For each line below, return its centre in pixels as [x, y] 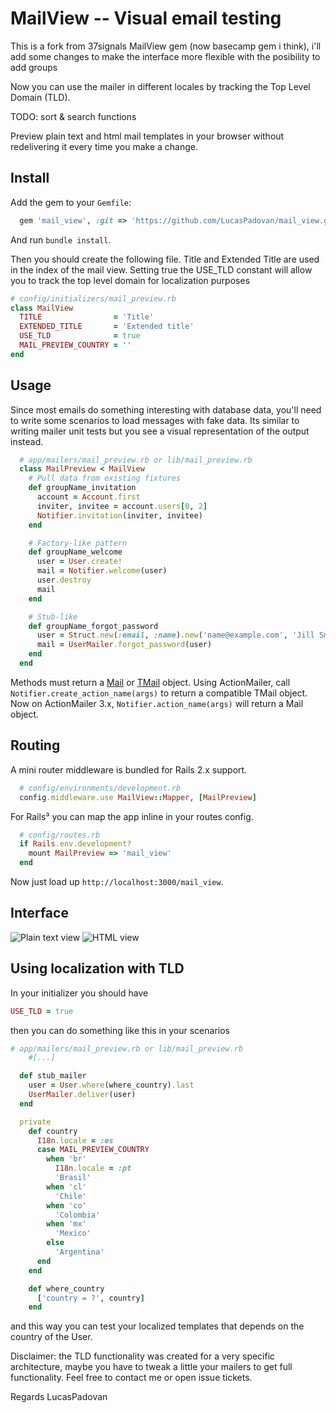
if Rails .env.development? [75, 844]
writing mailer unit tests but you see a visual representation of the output [160, 431]
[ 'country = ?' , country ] [90, 1298]
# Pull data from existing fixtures [105, 478]
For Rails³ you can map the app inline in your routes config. [132, 816]
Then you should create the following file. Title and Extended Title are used [165, 259]
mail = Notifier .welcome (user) [102, 571]
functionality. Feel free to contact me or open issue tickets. [131, 1378]
